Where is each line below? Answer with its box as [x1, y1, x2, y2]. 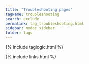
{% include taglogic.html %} [5, 44, 64, 50]
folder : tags [5, 30, 33, 35]
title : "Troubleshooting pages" [5, 7, 73, 12]
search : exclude [5, 16, 39, 21]
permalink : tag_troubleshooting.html [5, 21, 84, 26]
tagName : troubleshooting [5, 12, 59, 17]
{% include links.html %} [5, 54, 56, 60]
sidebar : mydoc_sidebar [5, 26, 55, 31]
